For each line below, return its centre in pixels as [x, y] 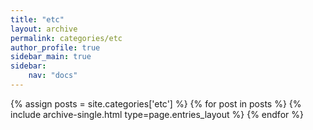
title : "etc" [37, 19]
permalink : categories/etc [66, 38]
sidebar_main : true [51, 57]
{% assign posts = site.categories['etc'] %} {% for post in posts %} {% [156, 103]
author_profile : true [55, 47]
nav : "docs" [53, 76]
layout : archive [44, 29]
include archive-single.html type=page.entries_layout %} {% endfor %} [157, 114]
